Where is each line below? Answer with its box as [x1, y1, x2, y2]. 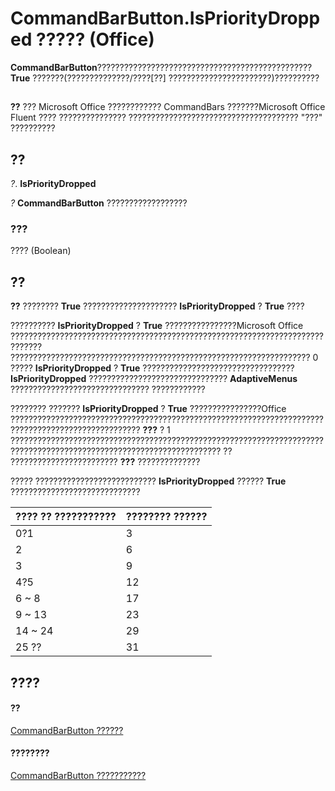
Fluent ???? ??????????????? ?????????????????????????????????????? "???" [10, 112, 323, 124]
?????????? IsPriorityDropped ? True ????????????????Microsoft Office [10, 320, 304, 332]
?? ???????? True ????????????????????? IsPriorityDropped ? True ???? [10, 300, 305, 312]
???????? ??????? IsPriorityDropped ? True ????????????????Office [10, 403, 287, 415]
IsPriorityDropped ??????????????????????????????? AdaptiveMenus [10, 373, 298, 385]
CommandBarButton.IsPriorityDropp [10, 7, 321, 30]
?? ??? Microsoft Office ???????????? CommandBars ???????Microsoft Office [10, 101, 326, 113]
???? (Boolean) [10, 245, 72, 257]
